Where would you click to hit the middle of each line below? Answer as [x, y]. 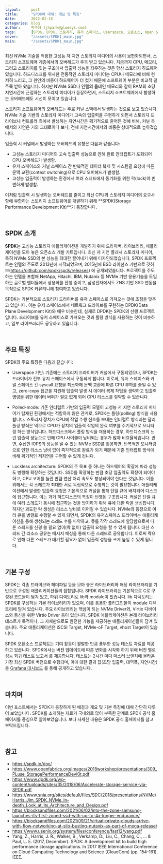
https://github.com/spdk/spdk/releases [49, 270]
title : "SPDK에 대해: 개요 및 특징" [43, 14]
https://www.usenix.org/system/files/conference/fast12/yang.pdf [77, 831]
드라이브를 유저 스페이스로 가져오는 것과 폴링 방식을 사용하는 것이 [81, 317]
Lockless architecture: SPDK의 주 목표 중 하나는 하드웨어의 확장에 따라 [80, 467]
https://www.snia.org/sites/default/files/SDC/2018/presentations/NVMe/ [84, 795]
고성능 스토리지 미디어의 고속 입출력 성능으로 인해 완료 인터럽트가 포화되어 [82, 154]
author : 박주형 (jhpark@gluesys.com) [46, 28]
